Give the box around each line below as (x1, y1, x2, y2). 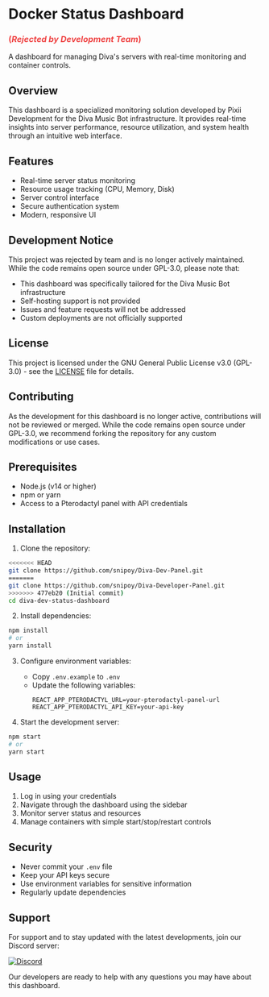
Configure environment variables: (19, 656, 131, 666)
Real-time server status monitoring (19, 176, 135, 185)
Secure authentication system (19, 201, 119, 211)
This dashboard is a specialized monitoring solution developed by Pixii (8, 106, 242, 115)
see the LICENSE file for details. (28, 366, 134, 376)
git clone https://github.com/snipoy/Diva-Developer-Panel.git (8, 581, 226, 589)
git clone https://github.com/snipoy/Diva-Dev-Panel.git (8, 567, 204, 575)
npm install (8, 626, 48, 635)
